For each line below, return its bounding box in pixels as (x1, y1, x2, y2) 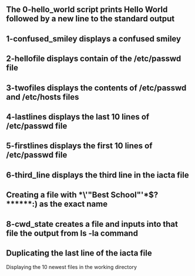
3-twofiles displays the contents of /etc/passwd (6, 83, 187, 93)
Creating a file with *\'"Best (6, 190, 109, 200)
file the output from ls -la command (6, 228, 138, 238)
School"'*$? (110, 190, 159, 200)
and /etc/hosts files (6, 92, 79, 102)
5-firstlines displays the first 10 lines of (6, 141, 153, 151)
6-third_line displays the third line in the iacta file (6, 170, 189, 180)
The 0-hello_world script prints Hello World (6, 5, 168, 15)
